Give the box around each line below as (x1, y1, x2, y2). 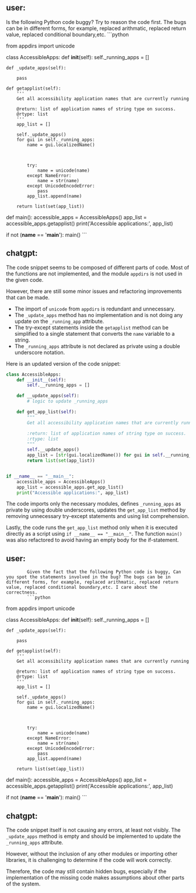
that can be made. (6, 294, 50, 301)
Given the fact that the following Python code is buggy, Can (27, 569, 181, 575)
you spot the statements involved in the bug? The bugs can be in (6, 574, 171, 580)
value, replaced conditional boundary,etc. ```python (6, 30, 129, 38)
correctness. (6, 589, 38, 595)
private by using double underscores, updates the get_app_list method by (6, 506, 186, 513)
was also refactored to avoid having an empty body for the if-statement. (6, 537, 179, 544)
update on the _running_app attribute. (14, 318, 104, 325)
